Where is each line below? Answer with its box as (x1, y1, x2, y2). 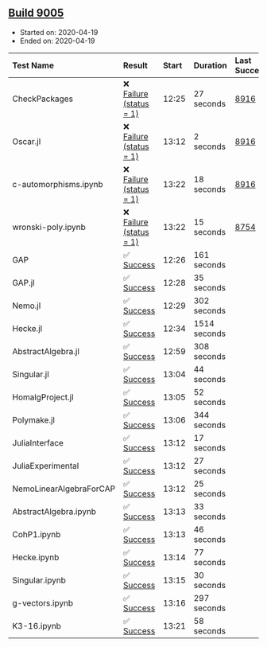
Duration (193, 60, 228, 71)
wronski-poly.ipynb (12, 221, 86, 232)
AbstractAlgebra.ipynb (12, 505, 97, 516)
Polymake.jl (12, 414, 56, 425)
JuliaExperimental (12, 460, 79, 471)
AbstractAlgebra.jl (12, 345, 79, 357)
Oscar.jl (12, 135, 41, 146)
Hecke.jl (12, 322, 43, 333)
